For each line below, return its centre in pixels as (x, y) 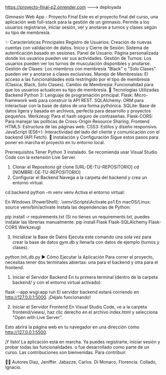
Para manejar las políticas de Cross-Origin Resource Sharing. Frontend (77, 121)
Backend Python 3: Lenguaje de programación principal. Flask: (69, 95)
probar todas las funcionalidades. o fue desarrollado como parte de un (77, 347)
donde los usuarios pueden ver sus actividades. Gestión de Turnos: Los (78, 58)
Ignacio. (13, 367)
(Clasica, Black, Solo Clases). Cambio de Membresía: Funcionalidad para (79, 84)
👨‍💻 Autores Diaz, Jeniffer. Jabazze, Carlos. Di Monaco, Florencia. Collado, (81, 362)
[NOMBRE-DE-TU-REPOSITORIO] (46, 172)
